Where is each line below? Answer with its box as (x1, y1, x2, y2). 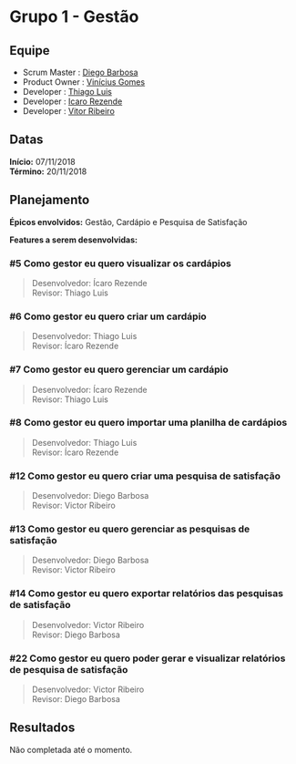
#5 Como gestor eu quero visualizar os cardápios (9, 257, 232, 270)
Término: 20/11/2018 (9, 166, 87, 177)
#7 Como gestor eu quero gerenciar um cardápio (9, 363, 230, 376)
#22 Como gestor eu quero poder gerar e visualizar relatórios (9, 652, 286, 665)
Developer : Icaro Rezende (22, 96, 123, 107)
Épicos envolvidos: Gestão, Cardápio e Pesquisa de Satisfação (9, 216, 248, 227)
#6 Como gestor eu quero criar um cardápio (9, 310, 207, 323)
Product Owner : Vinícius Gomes (22, 77, 146, 88)
